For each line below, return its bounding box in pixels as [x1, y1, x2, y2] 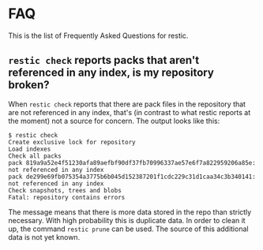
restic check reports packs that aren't [8, 54, 200, 67]
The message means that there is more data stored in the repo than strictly [8, 207, 252, 217]
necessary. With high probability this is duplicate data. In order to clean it [8, 215, 246, 225]
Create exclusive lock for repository [8, 138, 136, 146]
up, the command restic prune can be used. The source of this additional [8, 224, 249, 233]
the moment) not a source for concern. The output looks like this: [8, 116, 220, 125]
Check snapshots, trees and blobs [8, 186, 122, 194]
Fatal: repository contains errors [8, 193, 126, 201]
